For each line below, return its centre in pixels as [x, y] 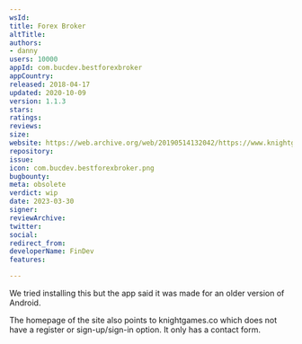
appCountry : [31, 76]
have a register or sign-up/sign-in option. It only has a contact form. [135, 330]
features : [28, 260]
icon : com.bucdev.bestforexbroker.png [82, 168]
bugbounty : [30, 176]
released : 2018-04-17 [50, 84]
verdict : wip [34, 193]
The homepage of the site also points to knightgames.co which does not [143, 320]
